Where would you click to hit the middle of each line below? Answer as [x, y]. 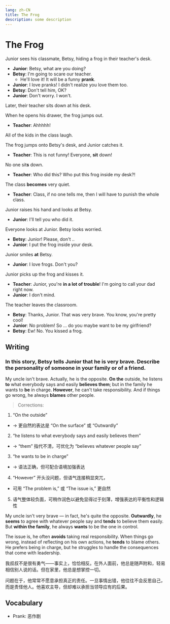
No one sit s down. [24, 165]
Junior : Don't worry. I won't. [42, 96]
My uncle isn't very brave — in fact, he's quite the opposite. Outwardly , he [83, 516]
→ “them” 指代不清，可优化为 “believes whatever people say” [77, 446]
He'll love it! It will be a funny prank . [58, 79]
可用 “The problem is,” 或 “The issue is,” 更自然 [61, 489]
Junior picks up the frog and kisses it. [45, 274]
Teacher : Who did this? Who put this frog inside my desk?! [74, 175]
